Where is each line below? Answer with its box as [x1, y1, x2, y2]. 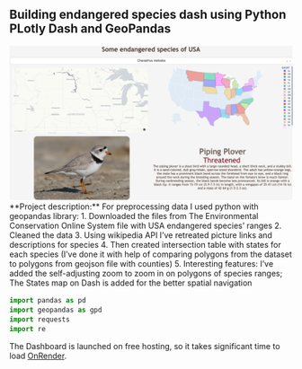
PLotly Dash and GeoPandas [9, 22, 172, 37]
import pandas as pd [9, 296, 87, 305]
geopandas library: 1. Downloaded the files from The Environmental [9, 211, 259, 222]
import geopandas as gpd [9, 305, 102, 315]
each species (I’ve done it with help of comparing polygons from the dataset [9, 249, 292, 259]
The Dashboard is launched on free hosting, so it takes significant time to [9, 340, 280, 351]
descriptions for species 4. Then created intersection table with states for [9, 240, 281, 250]
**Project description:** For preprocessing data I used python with [9, 201, 259, 212]
